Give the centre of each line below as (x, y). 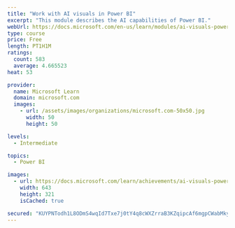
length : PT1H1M (29, 46)
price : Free (24, 40)
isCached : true (42, 201)
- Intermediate (36, 143)
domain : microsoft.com (47, 98)
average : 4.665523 (41, 66)
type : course (26, 33)
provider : (22, 85)
